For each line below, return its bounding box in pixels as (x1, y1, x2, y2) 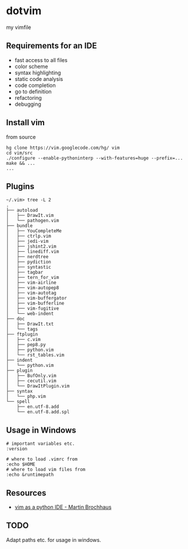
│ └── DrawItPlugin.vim (6, 383, 70, 389)
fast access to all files (14, 56, 68, 63)
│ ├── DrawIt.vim (6, 213, 54, 219)
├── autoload (6, 207, 38, 213)
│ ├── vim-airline (6, 280, 57, 286)
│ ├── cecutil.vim (6, 378, 57, 384)
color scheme (14, 63, 48, 70)
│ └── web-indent (6, 311, 54, 317)
